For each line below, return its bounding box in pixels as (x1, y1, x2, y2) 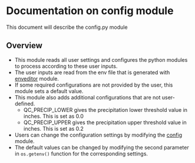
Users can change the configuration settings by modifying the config (14, 131, 183, 138)
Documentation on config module (6, 4, 174, 18)
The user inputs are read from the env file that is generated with (14, 69, 170, 76)
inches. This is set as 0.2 (23, 125, 84, 132)
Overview (6, 41, 43, 51)
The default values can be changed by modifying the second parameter (14, 144, 190, 151)
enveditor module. (14, 75, 59, 82)
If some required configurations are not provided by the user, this (14, 81, 173, 88)
